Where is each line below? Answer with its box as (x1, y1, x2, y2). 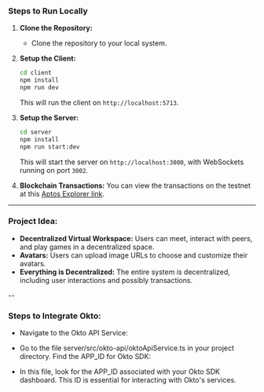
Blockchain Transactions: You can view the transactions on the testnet (19, 181, 251, 190)
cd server (19, 128, 53, 136)
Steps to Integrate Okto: (8, 310, 101, 321)
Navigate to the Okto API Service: (19, 328, 128, 338)
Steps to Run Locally (8, 5, 88, 16)
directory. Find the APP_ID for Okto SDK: (19, 352, 152, 361)
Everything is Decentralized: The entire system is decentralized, (19, 267, 230, 277)
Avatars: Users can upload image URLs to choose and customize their (19, 250, 248, 260)
